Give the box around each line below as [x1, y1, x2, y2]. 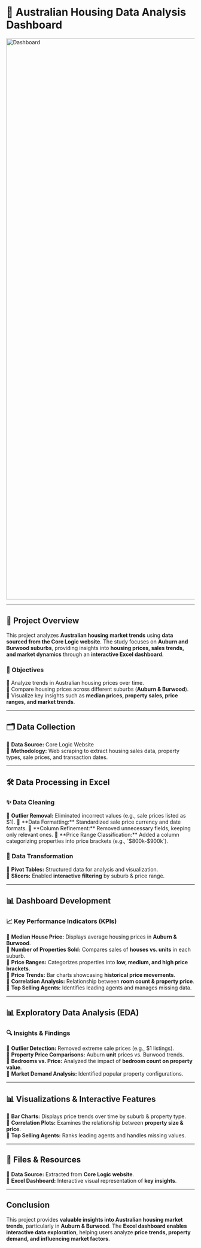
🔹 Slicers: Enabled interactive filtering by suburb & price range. [6, 872, 165, 879]
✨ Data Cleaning [6, 798, 55, 807]
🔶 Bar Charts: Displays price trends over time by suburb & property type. [6, 1113, 187, 1120]
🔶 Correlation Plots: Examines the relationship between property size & [6, 1119, 184, 1126]
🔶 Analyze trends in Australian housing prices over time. [6, 679, 145, 687]
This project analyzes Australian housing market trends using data [6, 631, 173, 639]
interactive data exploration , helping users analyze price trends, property [6, 1228, 191, 1235]
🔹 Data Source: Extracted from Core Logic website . [6, 1170, 135, 1178]
